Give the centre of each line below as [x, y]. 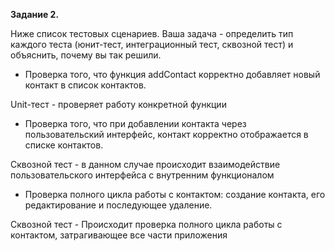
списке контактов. [64, 145]
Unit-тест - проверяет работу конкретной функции [118, 104]
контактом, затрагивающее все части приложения [119, 235]
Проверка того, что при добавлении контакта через [135, 123]
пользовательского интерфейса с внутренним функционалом [142, 175]
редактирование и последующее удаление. [118, 205]
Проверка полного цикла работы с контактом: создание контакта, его [175, 194]
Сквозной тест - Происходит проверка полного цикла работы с [146, 224]
